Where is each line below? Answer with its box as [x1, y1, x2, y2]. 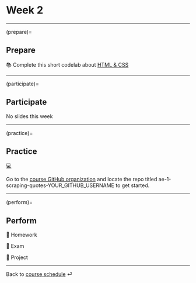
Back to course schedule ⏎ [6, 271, 72, 278]
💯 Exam [6, 243, 24, 250]
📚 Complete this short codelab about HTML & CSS [6, 61, 129, 68]
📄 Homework [6, 232, 37, 239]
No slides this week [6, 112, 53, 120]
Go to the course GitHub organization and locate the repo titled [6, 176, 157, 183]
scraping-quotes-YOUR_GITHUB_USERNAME [6, 182, 115, 189]
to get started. [116, 182, 150, 189]
